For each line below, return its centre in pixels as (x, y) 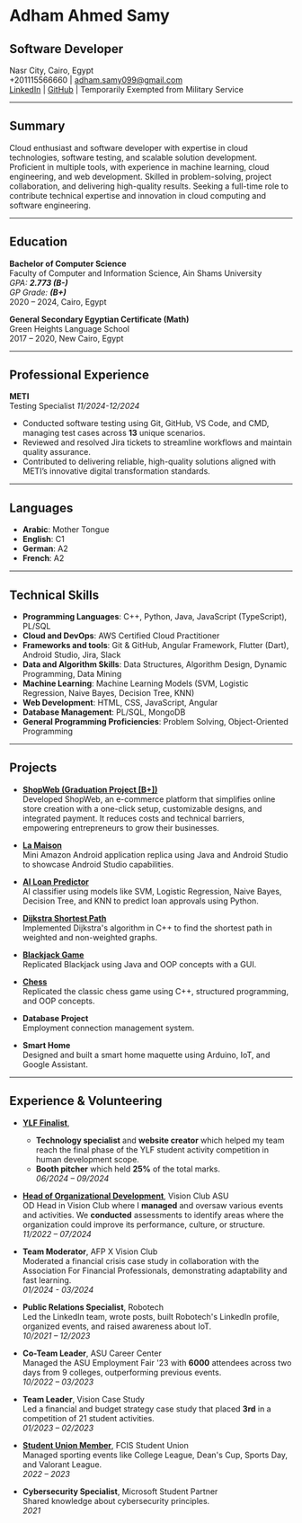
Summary (37, 126)
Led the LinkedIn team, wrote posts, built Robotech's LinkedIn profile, (151, 1316)
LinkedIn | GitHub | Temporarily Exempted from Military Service (127, 89)
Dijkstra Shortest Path (64, 918)
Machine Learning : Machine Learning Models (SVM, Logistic (135, 683)
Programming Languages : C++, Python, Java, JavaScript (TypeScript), (155, 617)
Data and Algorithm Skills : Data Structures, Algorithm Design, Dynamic (155, 664)
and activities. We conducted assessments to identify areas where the (153, 1215)
